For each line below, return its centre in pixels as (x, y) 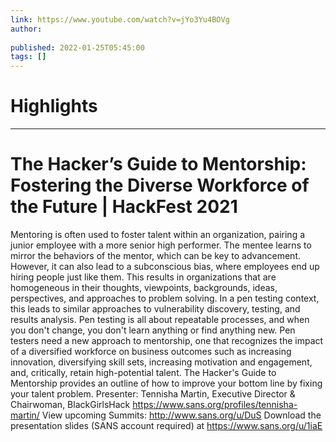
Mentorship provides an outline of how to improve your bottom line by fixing (166, 383)
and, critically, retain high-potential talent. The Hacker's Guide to (143, 372)
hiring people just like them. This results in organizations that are (143, 277)
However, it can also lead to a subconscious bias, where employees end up (165, 266)
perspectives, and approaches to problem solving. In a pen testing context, (165, 298)
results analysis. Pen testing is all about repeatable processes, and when (160, 319)
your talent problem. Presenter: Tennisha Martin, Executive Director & (153, 394)
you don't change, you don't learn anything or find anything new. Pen (153, 330)
